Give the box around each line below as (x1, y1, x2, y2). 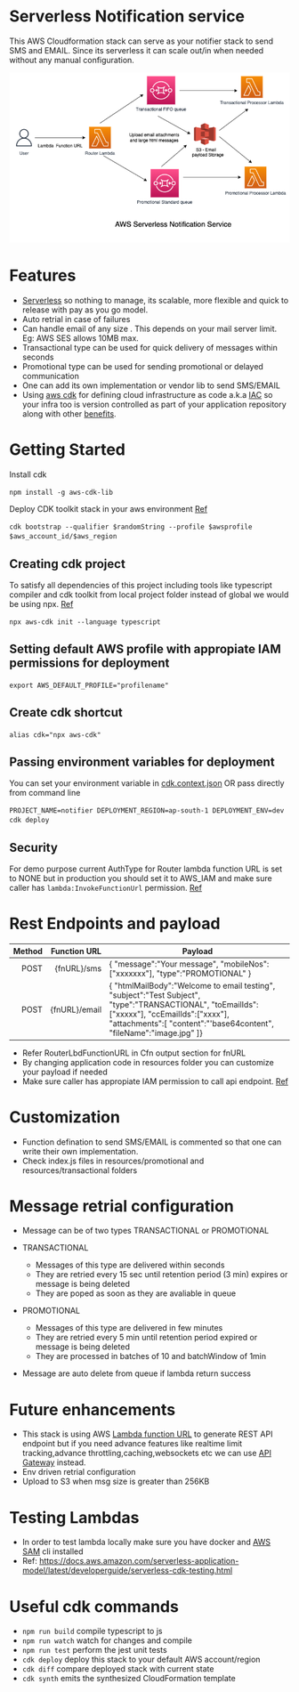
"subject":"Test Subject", (109, 990, 201, 1000)
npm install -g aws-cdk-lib (9, 488, 114, 498)
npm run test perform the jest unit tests (21, 1645, 167, 1656)
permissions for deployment (9, 656, 170, 671)
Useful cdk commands (9, 1596, 180, 1616)
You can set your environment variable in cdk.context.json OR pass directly (9, 778, 285, 789)
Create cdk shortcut (9, 705, 123, 720)
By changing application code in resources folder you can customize (21, 1056, 274, 1067)
